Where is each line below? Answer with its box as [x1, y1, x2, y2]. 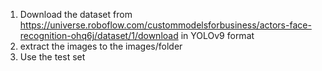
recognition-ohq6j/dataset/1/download [19, 30, 179, 41]
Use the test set [19, 51, 86, 63]
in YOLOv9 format [180, 30, 255, 41]
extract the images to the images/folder [19, 40, 183, 52]
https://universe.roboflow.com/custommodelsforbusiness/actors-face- [19, 19, 312, 31]
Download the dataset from [19, 9, 133, 20]
